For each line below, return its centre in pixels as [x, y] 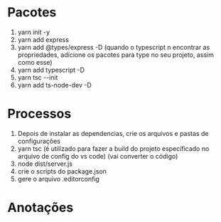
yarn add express [43, 39]
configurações [39, 141]
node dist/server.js [45, 164]
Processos [39, 114]
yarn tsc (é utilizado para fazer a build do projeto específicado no [113, 148]
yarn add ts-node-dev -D [55, 85]
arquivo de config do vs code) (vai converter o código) [98, 156]
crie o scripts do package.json [62, 171]
